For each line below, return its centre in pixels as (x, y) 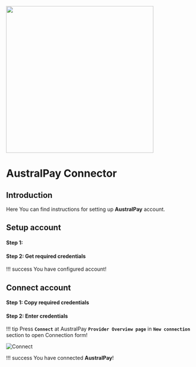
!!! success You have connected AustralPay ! (60, 358)
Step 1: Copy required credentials (48, 302)
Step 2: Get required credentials (46, 256)
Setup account (34, 228)
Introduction (29, 195)
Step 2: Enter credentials (37, 316)
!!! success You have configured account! (57, 269)
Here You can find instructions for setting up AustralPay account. (86, 209)
